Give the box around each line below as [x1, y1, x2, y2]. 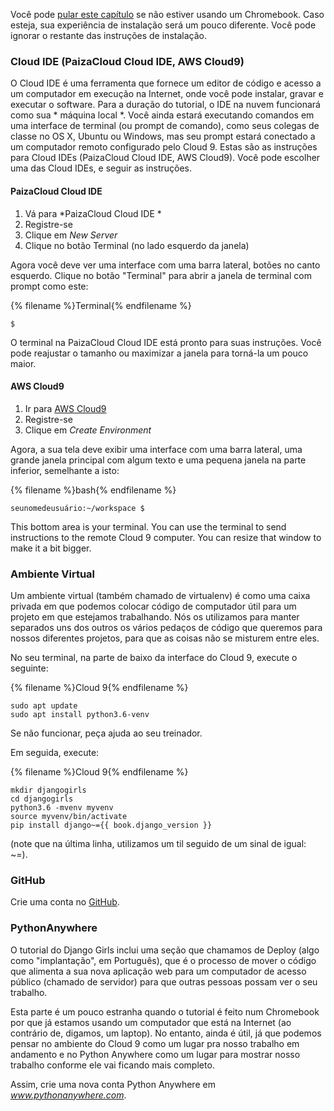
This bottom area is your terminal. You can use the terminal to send [10, 520, 287, 533]
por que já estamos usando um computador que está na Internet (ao [10, 1016, 292, 1028]
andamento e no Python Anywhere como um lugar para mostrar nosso [10, 1048, 301, 1060]
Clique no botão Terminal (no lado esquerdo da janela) [24, 239, 250, 251]
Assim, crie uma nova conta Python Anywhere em [10, 1078, 216, 1090]
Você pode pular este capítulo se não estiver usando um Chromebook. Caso [10, 9, 325, 20]
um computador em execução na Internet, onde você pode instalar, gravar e [10, 88, 324, 100]
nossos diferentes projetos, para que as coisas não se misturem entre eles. [10, 632, 320, 644]
